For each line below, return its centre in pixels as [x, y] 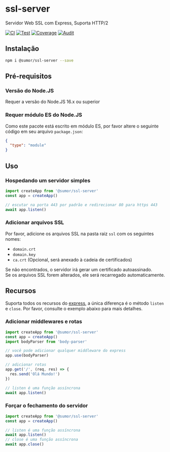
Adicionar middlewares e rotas [44, 321]
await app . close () [25, 444]
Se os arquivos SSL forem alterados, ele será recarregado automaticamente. [85, 275]
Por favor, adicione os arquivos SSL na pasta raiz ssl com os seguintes [79, 234]
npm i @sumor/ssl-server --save [39, 60]
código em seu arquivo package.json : [44, 131]
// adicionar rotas [26, 365]
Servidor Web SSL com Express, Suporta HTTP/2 [57, 23]
